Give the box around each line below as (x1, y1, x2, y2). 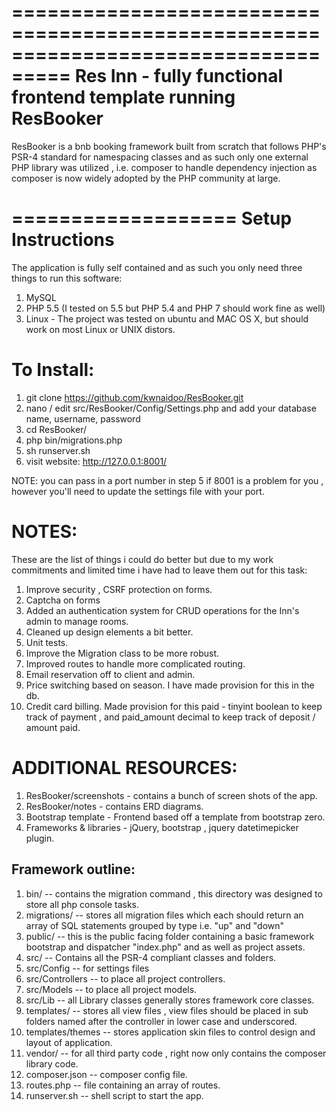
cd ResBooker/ (25, 423, 87, 435)
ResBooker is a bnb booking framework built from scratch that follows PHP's (11, 140, 327, 152)
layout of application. (25, 1036, 113, 1048)
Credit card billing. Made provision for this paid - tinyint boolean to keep (25, 700, 323, 712)
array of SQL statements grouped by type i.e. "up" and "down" (25, 919, 285, 931)
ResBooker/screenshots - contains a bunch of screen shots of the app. (25, 789, 318, 801)
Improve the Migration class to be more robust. (25, 647, 220, 659)
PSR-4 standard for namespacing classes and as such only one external (11, 151, 309, 163)
